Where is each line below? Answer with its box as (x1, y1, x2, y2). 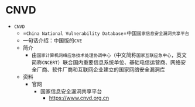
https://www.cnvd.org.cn (49, 94, 110, 101)
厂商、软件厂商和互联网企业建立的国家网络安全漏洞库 (36, 66, 165, 73)
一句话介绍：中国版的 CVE (22, 37, 83, 44)
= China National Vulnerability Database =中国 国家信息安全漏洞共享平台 (22, 30, 190, 37)
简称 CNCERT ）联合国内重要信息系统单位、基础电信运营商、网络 (31, 59, 181, 66)
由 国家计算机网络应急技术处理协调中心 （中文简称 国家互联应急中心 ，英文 (31, 51, 187, 58)
